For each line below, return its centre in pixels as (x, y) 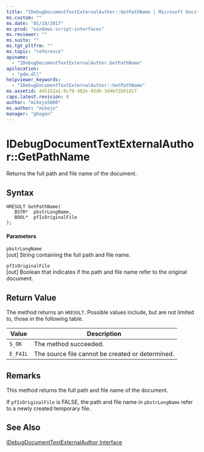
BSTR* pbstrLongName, (43, 212)
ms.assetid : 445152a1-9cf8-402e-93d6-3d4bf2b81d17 (72, 91)
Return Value (31, 298)
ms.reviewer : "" (27, 35)
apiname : (17, 57)
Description (104, 334)
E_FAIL (19, 354)
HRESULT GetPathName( (34, 207)
